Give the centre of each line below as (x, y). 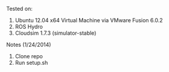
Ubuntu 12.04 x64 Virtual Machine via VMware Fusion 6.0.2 (89, 20)
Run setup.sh (31, 63)
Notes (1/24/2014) (29, 45)
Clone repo (29, 56)
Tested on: (20, 9)
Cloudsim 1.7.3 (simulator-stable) (56, 33)
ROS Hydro (29, 27)
